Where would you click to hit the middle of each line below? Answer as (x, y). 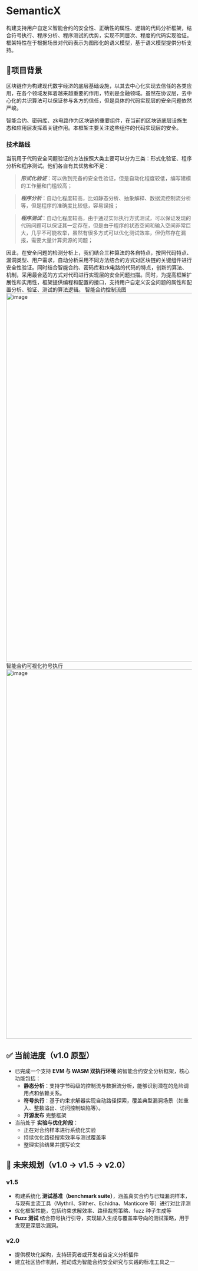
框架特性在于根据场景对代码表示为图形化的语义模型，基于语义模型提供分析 (96, 42)
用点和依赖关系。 (44, 1093)
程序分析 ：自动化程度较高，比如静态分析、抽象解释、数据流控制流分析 (106, 198)
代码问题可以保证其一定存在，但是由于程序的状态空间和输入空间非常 (103, 226)
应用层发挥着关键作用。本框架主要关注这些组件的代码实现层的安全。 (99, 127)
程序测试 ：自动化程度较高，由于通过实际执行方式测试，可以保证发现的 (106, 218)
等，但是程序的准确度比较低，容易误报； (70, 206)
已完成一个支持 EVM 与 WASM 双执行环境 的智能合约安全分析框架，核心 (102, 1071)
